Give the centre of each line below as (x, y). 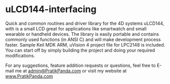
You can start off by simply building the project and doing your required (80, 50)
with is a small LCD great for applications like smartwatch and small (76, 28)
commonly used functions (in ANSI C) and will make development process (83, 39)
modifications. (20, 55)
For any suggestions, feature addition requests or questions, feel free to (81, 65)
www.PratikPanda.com (29, 76)
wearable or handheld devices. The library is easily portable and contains (82, 34)
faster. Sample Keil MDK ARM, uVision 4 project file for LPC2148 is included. (85, 45)
